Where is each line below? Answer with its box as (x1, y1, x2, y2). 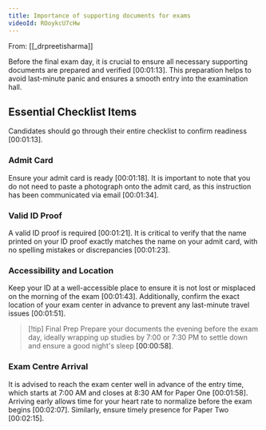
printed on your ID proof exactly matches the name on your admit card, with (8, 237, 258, 246)
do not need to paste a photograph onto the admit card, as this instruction (8, 181, 252, 191)
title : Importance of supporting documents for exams (8, 11, 192, 20)
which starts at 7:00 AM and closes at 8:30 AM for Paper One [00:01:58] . (8, 388, 248, 397)
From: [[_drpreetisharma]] (8, 41, 93, 50)
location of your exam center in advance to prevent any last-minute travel (8, 301, 250, 310)
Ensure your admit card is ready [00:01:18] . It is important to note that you (8, 173, 251, 182)
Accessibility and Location (8, 265, 114, 276)
